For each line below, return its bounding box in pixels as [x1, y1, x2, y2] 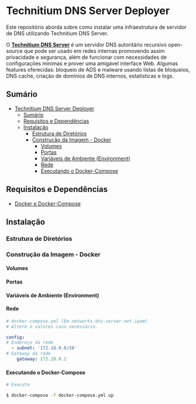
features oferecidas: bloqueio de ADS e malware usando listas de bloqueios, [6, 66, 190, 73]
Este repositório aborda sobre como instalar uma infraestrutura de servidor [6, 23, 187, 31]
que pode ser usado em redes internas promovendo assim [24, 47, 165, 54]
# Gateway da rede [6, 351, 51, 356]
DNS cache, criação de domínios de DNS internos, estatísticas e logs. [6, 72, 174, 79]
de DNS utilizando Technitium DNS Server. [6, 29, 108, 36]
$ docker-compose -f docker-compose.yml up [6, 392, 114, 398]
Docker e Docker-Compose [14, 200, 81, 207]
